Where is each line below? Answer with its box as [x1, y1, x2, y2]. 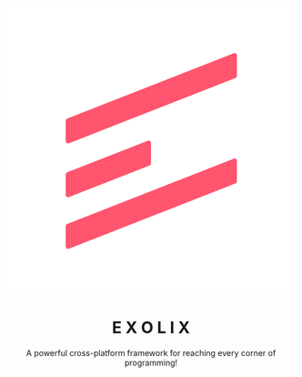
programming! [124, 357, 178, 368]
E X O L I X [111, 318, 191, 338]
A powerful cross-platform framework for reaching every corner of [25, 347, 277, 358]
